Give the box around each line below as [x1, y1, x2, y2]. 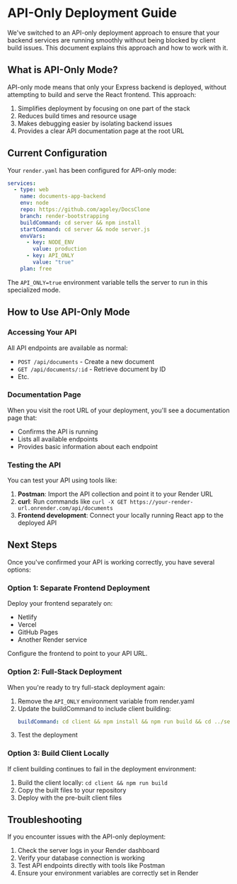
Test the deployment [17, 731, 78, 739]
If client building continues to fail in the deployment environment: [7, 764, 197, 773]
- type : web [13, 186, 50, 193]
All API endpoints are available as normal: [7, 344, 128, 352]
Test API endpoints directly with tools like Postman [17, 861, 165, 870]
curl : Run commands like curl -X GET [17, 497, 127, 506]
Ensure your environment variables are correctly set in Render [17, 869, 199, 878]
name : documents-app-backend [20, 193, 106, 200]
